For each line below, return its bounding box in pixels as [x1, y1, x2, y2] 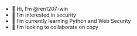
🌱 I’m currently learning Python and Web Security [11, 18, 131, 24]
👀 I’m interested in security [11, 11, 77, 18]
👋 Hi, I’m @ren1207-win [11, 6, 68, 12]
